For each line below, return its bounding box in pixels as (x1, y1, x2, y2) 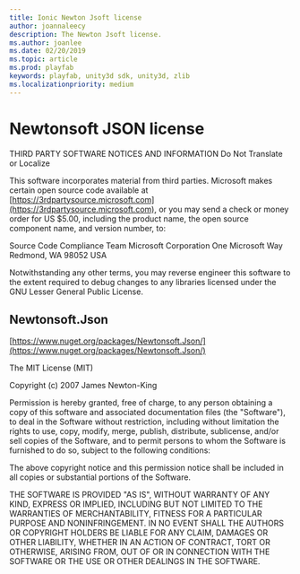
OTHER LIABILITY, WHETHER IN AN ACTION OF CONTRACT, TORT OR (9, 537, 270, 548)
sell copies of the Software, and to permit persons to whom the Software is (9, 436, 287, 447)
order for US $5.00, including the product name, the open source (9, 213, 249, 224)
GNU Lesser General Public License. (9, 286, 143, 297)
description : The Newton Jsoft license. (9, 30, 163, 39)
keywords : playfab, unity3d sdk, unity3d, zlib (9, 72, 191, 81)
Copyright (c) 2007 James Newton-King (9, 380, 158, 391)
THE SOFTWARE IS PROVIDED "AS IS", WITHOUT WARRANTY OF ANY (9, 490, 270, 500)
